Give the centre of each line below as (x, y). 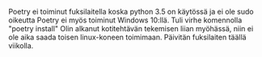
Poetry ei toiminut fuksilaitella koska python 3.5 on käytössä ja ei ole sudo (131, 12)
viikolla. (21, 46)
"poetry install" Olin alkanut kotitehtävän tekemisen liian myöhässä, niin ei (131, 28)
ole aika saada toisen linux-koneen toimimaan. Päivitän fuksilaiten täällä (127, 37)
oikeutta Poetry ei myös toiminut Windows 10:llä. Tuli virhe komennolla (125, 20)
